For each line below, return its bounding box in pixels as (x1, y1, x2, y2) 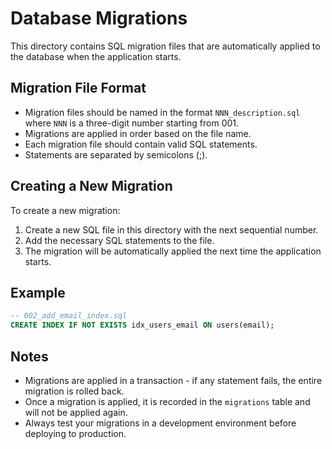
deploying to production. (24, 427, 127, 439)
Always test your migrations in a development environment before (24, 417, 297, 429)
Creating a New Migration (10, 178, 173, 195)
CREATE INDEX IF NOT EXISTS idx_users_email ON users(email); (10, 320, 275, 331)
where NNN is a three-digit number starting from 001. (24, 117, 240, 129)
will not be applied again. (24, 406, 128, 418)
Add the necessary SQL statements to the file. (24, 234, 215, 246)
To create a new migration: (10, 204, 121, 216)
